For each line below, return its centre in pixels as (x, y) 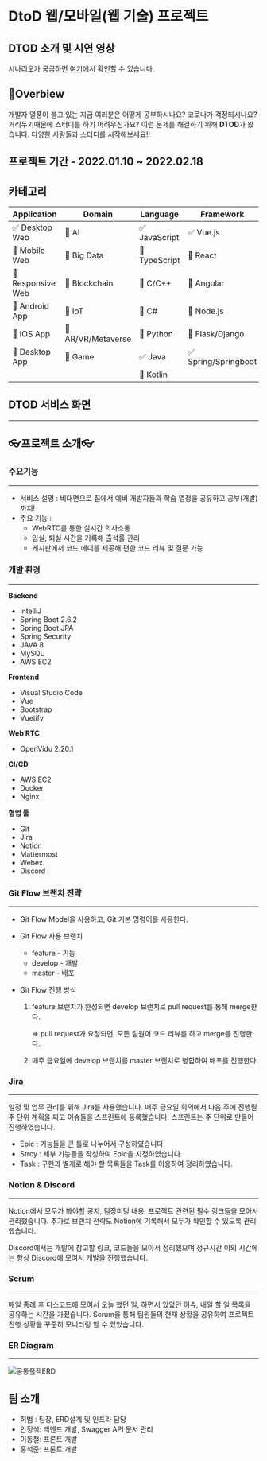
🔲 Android (31, 306)
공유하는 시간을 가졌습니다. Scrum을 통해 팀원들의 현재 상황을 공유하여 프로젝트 (131, 1314)
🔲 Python (156, 334)
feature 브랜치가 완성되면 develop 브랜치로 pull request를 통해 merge (141, 1007)
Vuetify (31, 717)
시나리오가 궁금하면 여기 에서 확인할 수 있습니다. (81, 69)
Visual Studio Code (51, 692)
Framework (222, 214)
